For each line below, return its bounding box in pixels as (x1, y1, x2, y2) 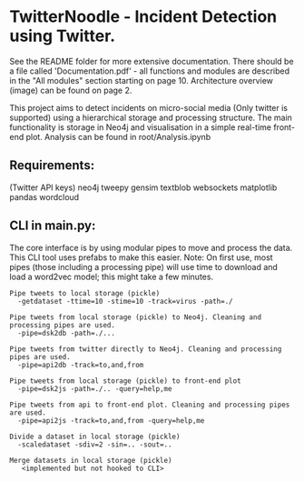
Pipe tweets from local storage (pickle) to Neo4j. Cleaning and (9, 312, 261, 322)
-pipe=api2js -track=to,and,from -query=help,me (17, 416, 205, 425)
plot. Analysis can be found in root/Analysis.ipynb (25, 131, 211, 142)
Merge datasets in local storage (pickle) (9, 456, 172, 465)
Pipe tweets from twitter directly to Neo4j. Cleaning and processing (9, 344, 282, 354)
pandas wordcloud (9, 191, 80, 202)
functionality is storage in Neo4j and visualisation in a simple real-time (9, 121, 272, 133)
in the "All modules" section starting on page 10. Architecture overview (9, 75, 274, 85)
